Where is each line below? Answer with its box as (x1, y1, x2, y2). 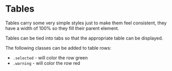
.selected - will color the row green (12, 54, 88, 61)
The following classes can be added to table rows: (5, 45, 112, 51)
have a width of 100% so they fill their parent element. (5, 25, 119, 31)
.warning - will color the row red (12, 60, 80, 66)
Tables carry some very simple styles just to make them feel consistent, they (5, 20, 167, 26)
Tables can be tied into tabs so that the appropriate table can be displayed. (5, 35, 163, 41)
